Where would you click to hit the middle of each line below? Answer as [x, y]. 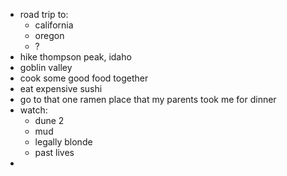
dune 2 [49, 120]
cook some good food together [84, 78]
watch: [33, 110]
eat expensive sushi [61, 88]
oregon [49, 35]
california [54, 25]
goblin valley [46, 67]
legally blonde [63, 142]
